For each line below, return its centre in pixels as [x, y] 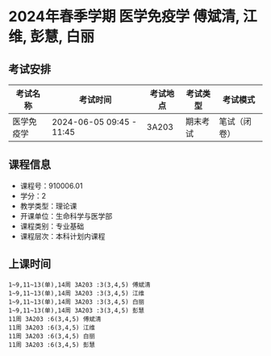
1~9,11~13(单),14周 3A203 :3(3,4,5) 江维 [77, 293]
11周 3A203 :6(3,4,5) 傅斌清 [55, 319]
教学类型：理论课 [48, 206]
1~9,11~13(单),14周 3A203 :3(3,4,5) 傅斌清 [79, 285]
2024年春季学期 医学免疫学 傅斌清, [124, 17]
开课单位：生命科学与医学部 [66, 216]
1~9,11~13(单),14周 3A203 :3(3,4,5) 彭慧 [77, 310]
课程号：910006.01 [51, 186]
